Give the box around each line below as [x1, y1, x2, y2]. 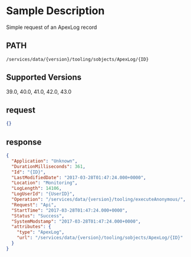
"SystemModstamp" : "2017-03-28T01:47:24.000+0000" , [11, 218, 141, 225]
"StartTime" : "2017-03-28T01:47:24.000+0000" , [11, 207, 128, 213]
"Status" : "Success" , [11, 213, 65, 219]
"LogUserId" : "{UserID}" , [11, 191, 75, 197]
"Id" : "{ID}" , [11, 169, 46, 175]
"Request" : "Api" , [11, 202, 57, 207]
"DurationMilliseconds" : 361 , [11, 163, 85, 169]
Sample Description [6, 4, 105, 18]
